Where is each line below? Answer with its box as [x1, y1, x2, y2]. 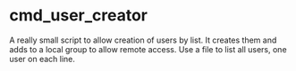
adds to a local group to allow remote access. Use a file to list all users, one [9, 43, 288, 54]
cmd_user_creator [9, 5, 148, 26]
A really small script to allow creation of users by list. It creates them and [9, 35, 277, 45]
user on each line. [9, 53, 76, 64]
